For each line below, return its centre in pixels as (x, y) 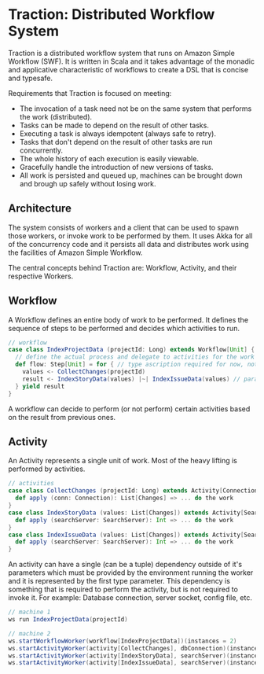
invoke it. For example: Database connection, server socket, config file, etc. (130, 598)
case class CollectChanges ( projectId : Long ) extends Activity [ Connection (133, 491)
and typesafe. (31, 78)
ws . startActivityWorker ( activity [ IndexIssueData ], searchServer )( (119, 663)
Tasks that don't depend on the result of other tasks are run (116, 142)
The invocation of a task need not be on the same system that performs (136, 109)
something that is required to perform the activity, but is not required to (123, 589)
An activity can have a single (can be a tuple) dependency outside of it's (125, 565)
